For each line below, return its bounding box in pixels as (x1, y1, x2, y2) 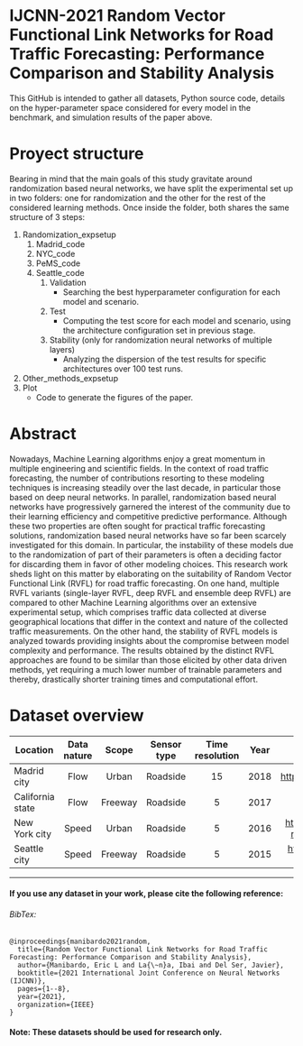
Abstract (9, 424, 77, 445)
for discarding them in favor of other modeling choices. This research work (9, 558, 289, 569)
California (14, 790, 56, 803)
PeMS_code (35, 258, 81, 269)
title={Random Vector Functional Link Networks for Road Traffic (17, 944, 269, 954)
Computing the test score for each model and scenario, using (62, 315, 291, 326)
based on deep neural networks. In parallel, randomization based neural (9, 491, 277, 502)
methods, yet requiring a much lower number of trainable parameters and (9, 664, 282, 674)
